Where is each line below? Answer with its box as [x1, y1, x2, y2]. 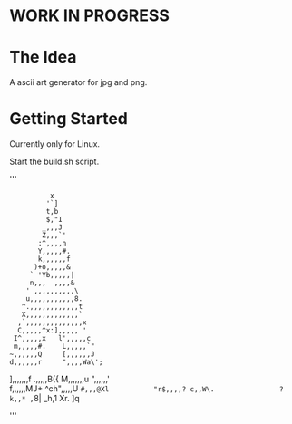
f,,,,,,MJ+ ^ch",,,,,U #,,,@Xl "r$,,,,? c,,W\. [9, 383, 215, 394]
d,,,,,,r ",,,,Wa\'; [9, 358, 103, 367]
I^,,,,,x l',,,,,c [13, 334, 92, 343]
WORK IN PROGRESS [9, 5, 170, 26]
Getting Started [9, 109, 129, 130]
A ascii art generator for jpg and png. [9, 77, 148, 88]
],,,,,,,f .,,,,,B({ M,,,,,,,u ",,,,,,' [9, 373, 111, 385]
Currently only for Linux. [9, 139, 101, 149]
